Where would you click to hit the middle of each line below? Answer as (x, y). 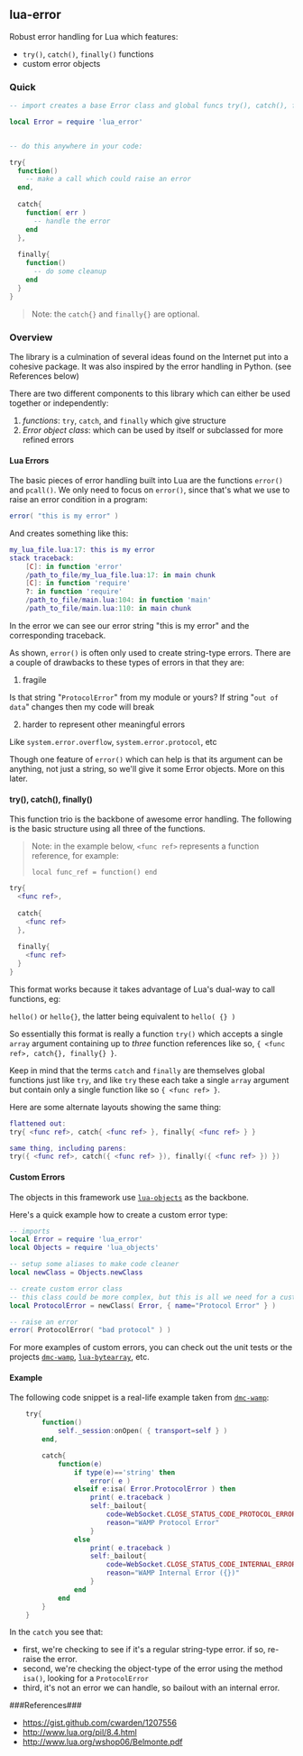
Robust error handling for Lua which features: (94, 36)
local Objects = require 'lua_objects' (84, 1248)
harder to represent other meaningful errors (104, 724)
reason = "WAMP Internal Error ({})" (173, 1573)
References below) (44, 376)
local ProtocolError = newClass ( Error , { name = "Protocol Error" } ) (143, 1306)
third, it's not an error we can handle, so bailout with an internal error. (151, 1688)
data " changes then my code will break (82, 706)
